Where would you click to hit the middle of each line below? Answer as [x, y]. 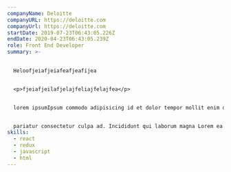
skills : [18, 132]
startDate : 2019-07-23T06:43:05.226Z [61, 33]
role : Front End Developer [46, 45]
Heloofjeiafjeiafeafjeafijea [55, 71]
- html [23, 158]
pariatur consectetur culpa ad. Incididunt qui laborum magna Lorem [113, 126]
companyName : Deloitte [40, 13]
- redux [24, 145]
